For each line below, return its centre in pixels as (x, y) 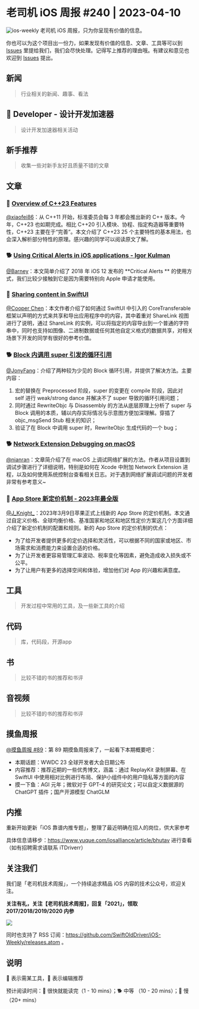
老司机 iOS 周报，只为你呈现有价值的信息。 (93, 30)
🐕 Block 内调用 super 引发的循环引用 (59, 354)
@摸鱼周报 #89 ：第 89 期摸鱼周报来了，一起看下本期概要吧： (81, 750)
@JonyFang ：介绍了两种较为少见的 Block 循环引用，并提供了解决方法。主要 (99, 370)
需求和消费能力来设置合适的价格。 (62, 548)
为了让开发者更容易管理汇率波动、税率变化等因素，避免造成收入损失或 (100, 555)
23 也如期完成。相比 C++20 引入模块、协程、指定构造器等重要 (103, 224)
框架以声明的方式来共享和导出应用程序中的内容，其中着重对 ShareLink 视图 (98, 315)
